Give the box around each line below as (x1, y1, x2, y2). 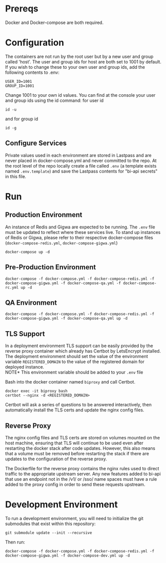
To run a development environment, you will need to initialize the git (5, 515, 144, 521)
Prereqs (5, 3, 39, 14)
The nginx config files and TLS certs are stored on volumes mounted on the (5, 434, 160, 440)
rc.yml (5, 285, 19, 290)
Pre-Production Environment (5, 263, 96, 272)
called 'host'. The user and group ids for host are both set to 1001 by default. (5, 58, 162, 65)
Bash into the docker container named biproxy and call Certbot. (5, 379, 136, 385)
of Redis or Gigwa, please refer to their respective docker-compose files (5, 234, 153, 240)
